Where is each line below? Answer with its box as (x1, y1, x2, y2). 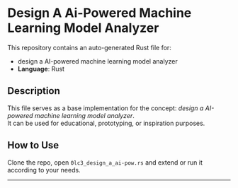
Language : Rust (17, 64, 65, 73)
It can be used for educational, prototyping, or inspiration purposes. (7, 119, 205, 127)
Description (7, 85, 60, 97)
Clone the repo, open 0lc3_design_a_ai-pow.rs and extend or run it (7, 158, 203, 167)
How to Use (7, 139, 59, 151)
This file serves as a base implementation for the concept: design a (7, 104, 204, 112)
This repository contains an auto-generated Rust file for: (7, 43, 171, 52)
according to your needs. (7, 165, 81, 174)
